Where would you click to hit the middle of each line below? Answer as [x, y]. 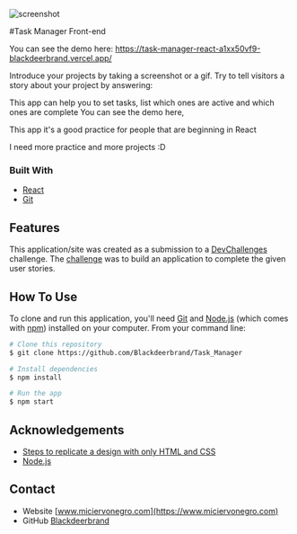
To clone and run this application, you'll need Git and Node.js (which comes [149, 318]
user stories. [32, 269]
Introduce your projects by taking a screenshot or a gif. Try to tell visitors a [147, 76]
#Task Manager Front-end [57, 31]
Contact [32, 489]
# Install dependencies [54, 369]
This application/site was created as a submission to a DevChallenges [138, 249]
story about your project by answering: [81, 85]
